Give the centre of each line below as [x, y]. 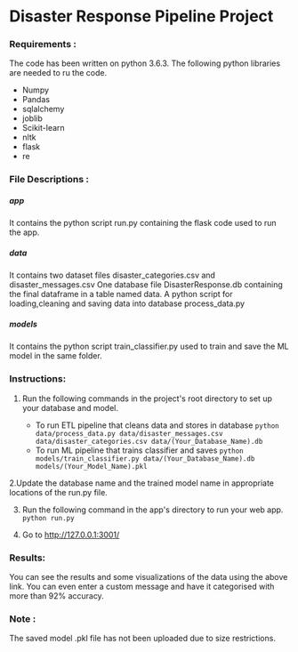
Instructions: [38, 379]
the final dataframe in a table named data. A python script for [121, 294]
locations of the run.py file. [59, 492]
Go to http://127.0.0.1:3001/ [71, 535]
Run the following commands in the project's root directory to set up [147, 398]
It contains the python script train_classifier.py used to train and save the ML [149, 346]
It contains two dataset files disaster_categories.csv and [113, 275]
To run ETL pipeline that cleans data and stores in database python [157, 425]
